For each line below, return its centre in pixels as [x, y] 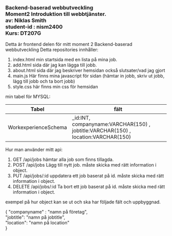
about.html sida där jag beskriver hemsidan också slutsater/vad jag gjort [89, 70]
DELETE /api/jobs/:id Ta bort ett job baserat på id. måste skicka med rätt [89, 187]
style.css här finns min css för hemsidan [55, 87]
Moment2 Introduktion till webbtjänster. [56, 14]
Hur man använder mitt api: [34, 150]
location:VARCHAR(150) [102, 137]
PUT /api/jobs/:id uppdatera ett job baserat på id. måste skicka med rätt [88, 176]
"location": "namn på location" [38, 223]
